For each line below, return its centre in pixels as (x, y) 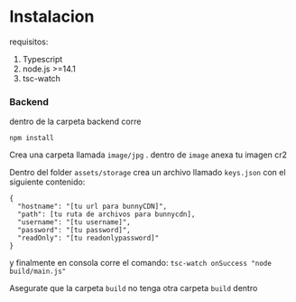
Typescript (42, 59)
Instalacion (52, 17)
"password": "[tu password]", (74, 231)
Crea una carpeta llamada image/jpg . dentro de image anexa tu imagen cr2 (148, 155)
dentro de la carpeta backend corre (75, 122)
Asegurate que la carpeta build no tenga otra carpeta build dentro (134, 288)
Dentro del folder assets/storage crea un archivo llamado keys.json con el (148, 173)
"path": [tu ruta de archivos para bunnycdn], (106, 214)
